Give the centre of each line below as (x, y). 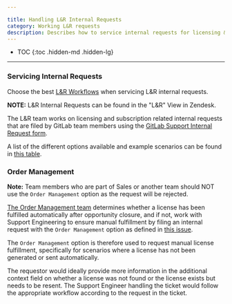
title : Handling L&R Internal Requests (65, 19)
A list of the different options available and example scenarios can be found (115, 146)
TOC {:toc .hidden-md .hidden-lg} (65, 52)
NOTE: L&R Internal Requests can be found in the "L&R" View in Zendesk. (112, 105)
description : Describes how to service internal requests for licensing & (117, 32)
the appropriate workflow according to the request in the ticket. (97, 293)
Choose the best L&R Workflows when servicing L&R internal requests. (108, 91)
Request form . (27, 133)
